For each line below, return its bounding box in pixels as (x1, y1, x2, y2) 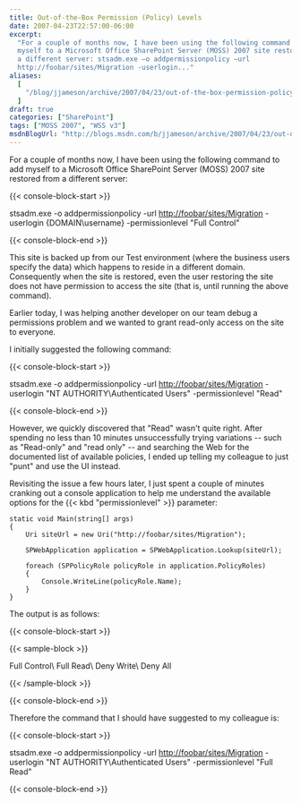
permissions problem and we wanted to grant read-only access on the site (9, 317, 285, 328)
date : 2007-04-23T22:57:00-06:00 (9, 21, 134, 30)
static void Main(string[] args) (9, 514, 134, 524)
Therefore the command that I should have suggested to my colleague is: (9, 712, 279, 723)
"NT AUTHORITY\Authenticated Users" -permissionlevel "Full (46, 756, 273, 767)
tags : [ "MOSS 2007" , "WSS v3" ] (9, 122, 126, 131)
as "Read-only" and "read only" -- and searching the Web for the (9, 441, 250, 452)
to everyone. (9, 326, 56, 337)
